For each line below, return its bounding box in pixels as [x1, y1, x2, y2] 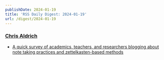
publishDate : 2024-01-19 [5, 7, 56, 12]
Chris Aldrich [5, 32, 38, 39]
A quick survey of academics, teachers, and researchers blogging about [12, 44, 159, 50]
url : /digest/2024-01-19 [5, 16, 56, 21]
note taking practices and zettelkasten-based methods [12, 49, 124, 55]
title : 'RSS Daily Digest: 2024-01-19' [5, 12, 87, 17]
